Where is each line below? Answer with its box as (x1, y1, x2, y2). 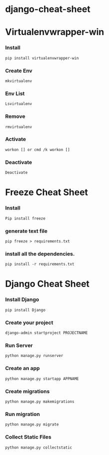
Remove (5, 113, 26, 120)
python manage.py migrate (5, 422, 59, 427)
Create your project (5, 319, 53, 326)
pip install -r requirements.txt (5, 261, 75, 267)
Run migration (5, 410, 40, 417)
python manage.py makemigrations (5, 399, 75, 404)
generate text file (5, 227, 48, 234)
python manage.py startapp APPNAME (5, 376, 79, 381)
